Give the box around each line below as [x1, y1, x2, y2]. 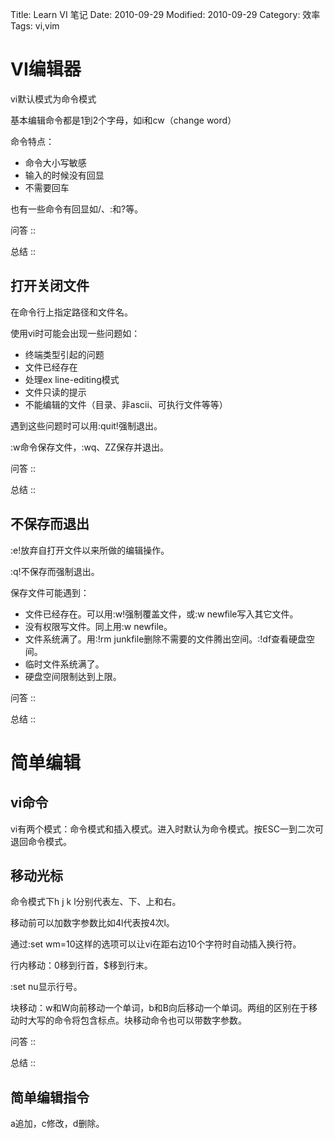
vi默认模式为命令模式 [10, 93, 97, 105]
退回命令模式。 [10, 835, 72, 847]
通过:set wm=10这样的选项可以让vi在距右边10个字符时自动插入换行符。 [10, 938, 302, 950]
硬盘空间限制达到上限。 [24, 670, 122, 682]
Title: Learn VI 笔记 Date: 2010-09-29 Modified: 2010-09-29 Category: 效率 [10, 9, 321, 20]
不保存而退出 [10, 516, 90, 533]
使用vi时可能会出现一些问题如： [10, 327, 141, 339]
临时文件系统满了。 [24, 658, 105, 670]
